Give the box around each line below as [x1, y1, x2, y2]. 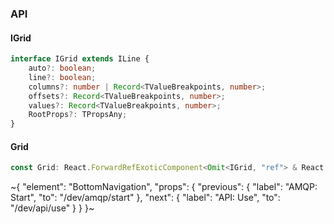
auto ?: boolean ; [28, 63, 97, 73]
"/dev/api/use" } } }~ [10, 202, 95, 214]
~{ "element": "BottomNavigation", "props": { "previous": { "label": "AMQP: [10, 181, 318, 193]
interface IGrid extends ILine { [10, 54, 150, 64]
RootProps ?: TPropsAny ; [28, 110, 128, 120]
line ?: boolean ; [28, 72, 97, 82]
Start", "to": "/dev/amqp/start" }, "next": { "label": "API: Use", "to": [10, 192, 281, 204]
